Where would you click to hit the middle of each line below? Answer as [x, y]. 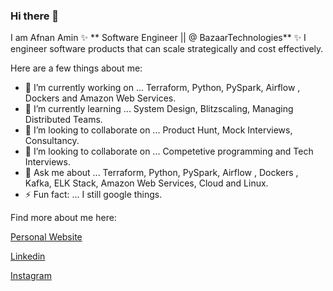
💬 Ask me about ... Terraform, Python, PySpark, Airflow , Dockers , [161, 173]
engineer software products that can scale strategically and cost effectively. [167, 49]
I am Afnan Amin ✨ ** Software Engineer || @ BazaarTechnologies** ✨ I [158, 38]
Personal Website [46, 237]
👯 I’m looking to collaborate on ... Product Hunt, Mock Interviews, [158, 130]
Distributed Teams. [63, 120]
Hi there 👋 [35, 16]
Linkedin [28, 256]
